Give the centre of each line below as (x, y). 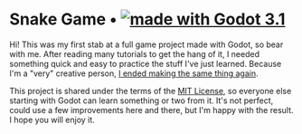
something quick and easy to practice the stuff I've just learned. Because (146, 63)
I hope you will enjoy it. (52, 120)
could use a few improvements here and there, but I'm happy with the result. (151, 110)
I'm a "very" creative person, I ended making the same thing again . (134, 73)
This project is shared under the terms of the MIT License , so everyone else (151, 91)
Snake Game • (63, 19)
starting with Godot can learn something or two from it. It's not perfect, (142, 100)
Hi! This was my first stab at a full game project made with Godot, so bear (146, 44)
